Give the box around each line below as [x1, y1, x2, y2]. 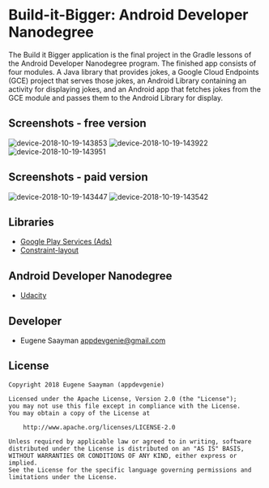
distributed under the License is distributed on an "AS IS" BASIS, [8, 444, 245, 452]
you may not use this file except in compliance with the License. [8, 402, 241, 410]
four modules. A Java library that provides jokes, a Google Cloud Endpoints [8, 67, 259, 76]
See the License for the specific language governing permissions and [8, 465, 252, 474]
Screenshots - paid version [8, 171, 148, 184]
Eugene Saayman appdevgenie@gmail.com [19, 335, 166, 345]
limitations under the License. [8, 473, 117, 481]
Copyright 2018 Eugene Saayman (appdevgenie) [8, 380, 164, 389]
